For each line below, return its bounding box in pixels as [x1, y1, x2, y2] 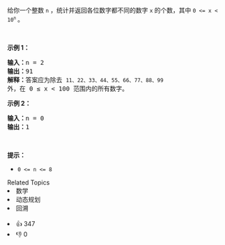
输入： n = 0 [7, 114, 45, 122]
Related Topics [7, 178, 50, 187]
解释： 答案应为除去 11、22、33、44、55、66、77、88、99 [7, 76, 164, 84]
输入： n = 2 [7, 58, 45, 66]
